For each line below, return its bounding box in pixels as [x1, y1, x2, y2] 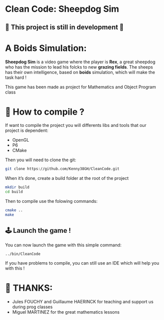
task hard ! [5, 74, 27, 80]
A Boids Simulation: [5, 43, 87, 53]
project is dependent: [5, 127, 49, 133]
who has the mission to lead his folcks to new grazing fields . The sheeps [5, 64, 153, 70]
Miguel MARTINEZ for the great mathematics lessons [12, 309, 120, 315]
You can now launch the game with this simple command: [5, 242, 122, 248]
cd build [5, 190, 23, 195]
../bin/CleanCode [5, 251, 41, 256]
